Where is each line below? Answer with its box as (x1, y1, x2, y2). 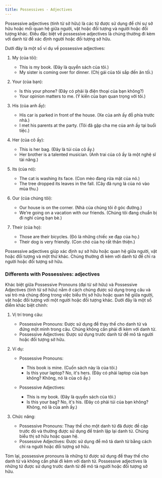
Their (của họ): (12, 224, 42, 230)
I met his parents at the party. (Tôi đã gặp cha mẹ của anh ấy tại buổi (19, 122, 156, 128)
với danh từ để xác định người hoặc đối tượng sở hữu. (5, 36, 111, 42)
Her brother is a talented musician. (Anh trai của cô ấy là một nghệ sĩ (19, 151, 156, 157)
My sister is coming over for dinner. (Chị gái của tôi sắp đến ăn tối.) (19, 69, 153, 75)
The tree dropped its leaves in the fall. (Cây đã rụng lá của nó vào (19, 181, 150, 186)
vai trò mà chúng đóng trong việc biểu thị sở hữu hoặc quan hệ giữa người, (5, 292, 154, 297)
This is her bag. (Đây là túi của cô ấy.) (19, 146, 95, 152)
